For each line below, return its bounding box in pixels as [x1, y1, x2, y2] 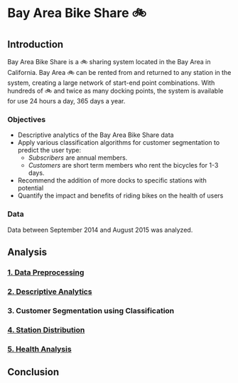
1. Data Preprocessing [7, 267, 85, 277]
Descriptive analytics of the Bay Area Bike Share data [17, 131, 174, 139]
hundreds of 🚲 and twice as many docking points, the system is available [7, 86, 224, 95]
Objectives [7, 114, 46, 124]
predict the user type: [17, 146, 82, 155]
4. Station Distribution [7, 325, 85, 335]
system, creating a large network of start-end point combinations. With [7, 78, 215, 87]
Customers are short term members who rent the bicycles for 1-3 [28, 161, 219, 170]
